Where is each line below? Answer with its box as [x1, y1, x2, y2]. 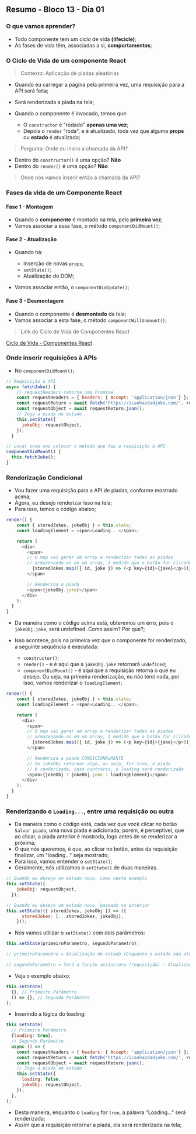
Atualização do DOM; [23, 272, 75, 280]
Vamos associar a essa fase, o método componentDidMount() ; [14, 222, 160, 229]
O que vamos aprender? [6, 22, 76, 30]
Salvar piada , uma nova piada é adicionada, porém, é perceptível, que [14, 827, 184, 834]
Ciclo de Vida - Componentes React [6, 339, 92, 346]
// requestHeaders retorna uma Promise [16, 389, 114, 395]
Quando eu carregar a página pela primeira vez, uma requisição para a [14, 81, 185, 88]
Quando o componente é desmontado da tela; [14, 310, 127, 317]
